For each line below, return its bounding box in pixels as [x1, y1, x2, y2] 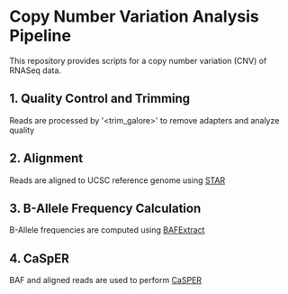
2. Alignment [9, 151, 84, 166]
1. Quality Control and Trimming [9, 91, 191, 106]
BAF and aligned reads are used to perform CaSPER [9, 275, 202, 286]
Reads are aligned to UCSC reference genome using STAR [9, 174, 226, 186]
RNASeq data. [9, 65, 61, 76]
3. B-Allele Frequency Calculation [9, 200, 202, 216]
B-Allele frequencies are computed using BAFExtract [9, 225, 205, 235]
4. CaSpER [9, 251, 70, 266]
